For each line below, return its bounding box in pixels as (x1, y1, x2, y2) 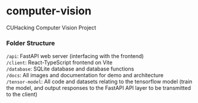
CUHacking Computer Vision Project (6, 24, 97, 31)
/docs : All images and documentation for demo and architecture (6, 72, 164, 79)
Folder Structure (6, 39, 55, 47)
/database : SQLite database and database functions (6, 65, 134, 72)
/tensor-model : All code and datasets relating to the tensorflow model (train (6, 78, 193, 85)
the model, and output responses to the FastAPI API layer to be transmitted (6, 84, 191, 92)
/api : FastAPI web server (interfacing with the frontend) (6, 53, 144, 60)
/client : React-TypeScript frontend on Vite (6, 59, 113, 66)
